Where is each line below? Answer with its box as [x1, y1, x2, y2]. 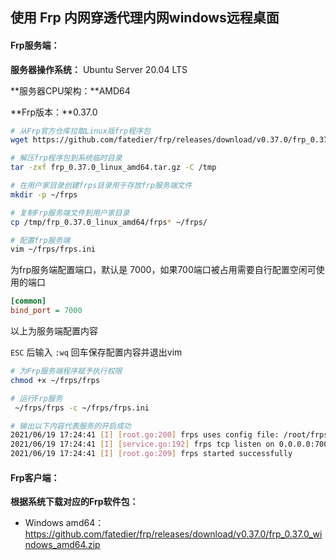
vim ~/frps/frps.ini [10, 244, 97, 255]
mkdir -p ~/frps [10, 189, 78, 200]
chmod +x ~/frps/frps [10, 375, 101, 385]
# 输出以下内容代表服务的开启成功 [10, 421, 132, 431]
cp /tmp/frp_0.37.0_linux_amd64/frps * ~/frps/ [10, 217, 208, 227]
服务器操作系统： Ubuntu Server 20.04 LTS [10, 63, 188, 75]
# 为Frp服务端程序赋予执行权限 [10, 366, 123, 377]
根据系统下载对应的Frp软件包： [10, 496, 139, 508]
